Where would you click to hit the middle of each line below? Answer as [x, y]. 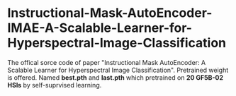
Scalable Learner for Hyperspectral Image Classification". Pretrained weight [118, 70]
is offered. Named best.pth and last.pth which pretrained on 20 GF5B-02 [115, 77]
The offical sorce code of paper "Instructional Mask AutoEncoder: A [107, 62]
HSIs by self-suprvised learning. [55, 85]
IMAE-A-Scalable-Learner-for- [100, 28]
